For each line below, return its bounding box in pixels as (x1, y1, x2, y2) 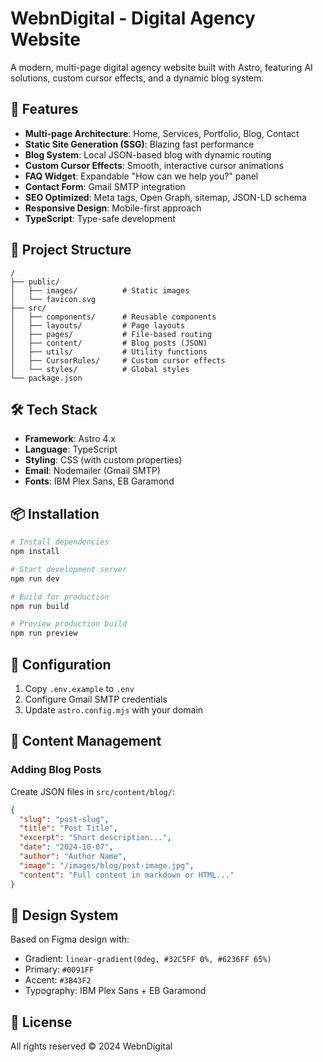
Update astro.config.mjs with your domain (24, 704, 204, 716)
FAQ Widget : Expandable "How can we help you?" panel (24, 170, 259, 182)
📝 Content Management (10, 733, 162, 750)
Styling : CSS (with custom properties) (24, 454, 183, 466)
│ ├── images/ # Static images (10, 285, 190, 296)
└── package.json (10, 373, 83, 383)
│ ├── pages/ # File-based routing (10, 329, 213, 339)
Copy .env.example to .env (24, 683, 135, 694)
